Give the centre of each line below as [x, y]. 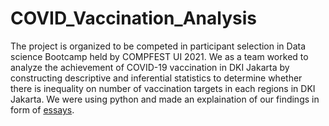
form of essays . [42, 109]
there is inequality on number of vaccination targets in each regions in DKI [163, 88]
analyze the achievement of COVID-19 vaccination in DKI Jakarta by [150, 67]
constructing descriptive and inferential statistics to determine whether [156, 78]
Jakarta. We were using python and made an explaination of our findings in [165, 99]
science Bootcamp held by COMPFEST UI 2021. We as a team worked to [159, 56]
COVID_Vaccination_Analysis [133, 18]
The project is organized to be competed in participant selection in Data [158, 46]
